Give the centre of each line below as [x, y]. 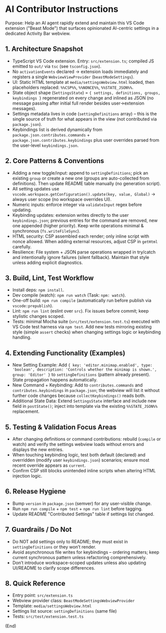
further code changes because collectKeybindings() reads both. [79, 396]
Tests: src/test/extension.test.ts [48, 617]
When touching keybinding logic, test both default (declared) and [79, 455]
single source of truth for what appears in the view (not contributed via [84, 119]
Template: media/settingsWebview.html [52, 606]
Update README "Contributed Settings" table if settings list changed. [83, 514]
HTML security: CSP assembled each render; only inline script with [81, 236]
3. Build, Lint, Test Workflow [50, 278]
